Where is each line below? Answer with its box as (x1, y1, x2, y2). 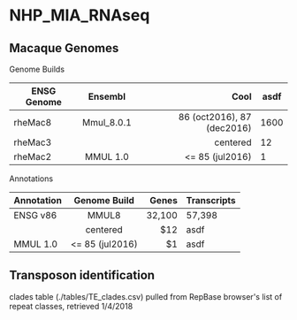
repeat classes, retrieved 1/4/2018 (9, 301, 133, 311)
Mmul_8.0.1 (82, 117, 133, 128)
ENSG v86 (13, 210, 57, 221)
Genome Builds (9, 64, 65, 74)
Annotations (9, 173, 54, 184)
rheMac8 (13, 117, 52, 128)
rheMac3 (13, 136, 52, 149)
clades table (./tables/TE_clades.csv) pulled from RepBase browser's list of (9, 291, 283, 301)
